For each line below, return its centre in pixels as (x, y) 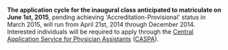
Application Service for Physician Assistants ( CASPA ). (83, 39)
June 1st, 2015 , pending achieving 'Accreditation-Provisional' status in (106, 17)
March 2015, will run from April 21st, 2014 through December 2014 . (101, 24)
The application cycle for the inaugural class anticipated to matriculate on (114, 10)
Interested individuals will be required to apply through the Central (100, 32)
